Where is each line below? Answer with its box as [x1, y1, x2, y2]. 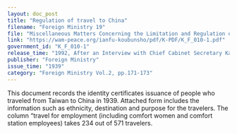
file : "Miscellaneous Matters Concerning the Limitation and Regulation [7, 30, 226, 37]
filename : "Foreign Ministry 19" [7, 23, 106, 30]
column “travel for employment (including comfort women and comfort [7, 111, 213, 120]
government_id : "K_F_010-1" [7, 43, 90, 50]
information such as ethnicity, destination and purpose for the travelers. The [7, 104, 229, 112]
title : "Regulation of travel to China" [7, 17, 128, 24]
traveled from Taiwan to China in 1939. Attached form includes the [7, 96, 200, 104]
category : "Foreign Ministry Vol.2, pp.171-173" [7, 69, 153, 76]
